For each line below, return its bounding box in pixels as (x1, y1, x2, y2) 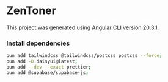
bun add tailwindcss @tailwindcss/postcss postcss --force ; (6, 53, 163, 59)
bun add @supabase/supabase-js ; (6, 69, 89, 76)
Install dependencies (6, 39, 70, 47)
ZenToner (6, 4, 56, 18)
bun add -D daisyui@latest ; (6, 58, 78, 64)
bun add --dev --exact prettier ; (6, 64, 92, 70)
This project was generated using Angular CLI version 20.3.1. (6, 24, 159, 31)
